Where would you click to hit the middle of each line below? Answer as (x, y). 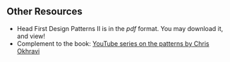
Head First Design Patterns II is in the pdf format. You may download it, (120, 28)
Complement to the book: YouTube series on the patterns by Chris (113, 43)
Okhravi (28, 51)
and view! (31, 36)
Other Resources (44, 12)
